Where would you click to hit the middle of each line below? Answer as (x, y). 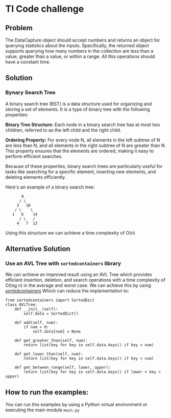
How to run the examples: (47, 392)
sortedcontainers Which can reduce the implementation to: (67, 291)
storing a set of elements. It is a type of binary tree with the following (78, 109)
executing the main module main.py (43, 410)
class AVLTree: (21, 305)
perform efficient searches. (34, 156)
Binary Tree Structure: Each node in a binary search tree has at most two (83, 124)
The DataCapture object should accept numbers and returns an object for (83, 40)
